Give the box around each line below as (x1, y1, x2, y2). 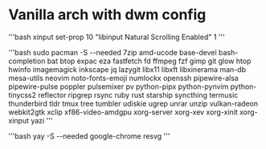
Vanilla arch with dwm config (8, 6, 207, 24)
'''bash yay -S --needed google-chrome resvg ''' (8, 131, 170, 141)
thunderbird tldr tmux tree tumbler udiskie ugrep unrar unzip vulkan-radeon (8, 99, 259, 108)
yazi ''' (31, 115, 53, 125)
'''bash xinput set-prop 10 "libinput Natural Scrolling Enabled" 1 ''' (8, 32, 225, 42)
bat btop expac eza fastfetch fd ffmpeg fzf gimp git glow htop (47, 56, 252, 66)
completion (8, 56, 46, 66)
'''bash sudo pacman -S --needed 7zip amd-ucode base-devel (8, 47, 217, 57)
